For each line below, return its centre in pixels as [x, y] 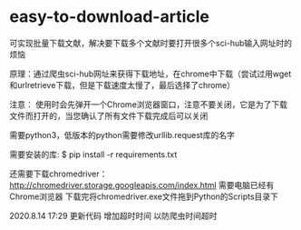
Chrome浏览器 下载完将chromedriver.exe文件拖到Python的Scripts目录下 [144, 196]
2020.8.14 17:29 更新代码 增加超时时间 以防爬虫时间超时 [113, 215]
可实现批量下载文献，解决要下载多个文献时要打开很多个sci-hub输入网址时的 [151, 43]
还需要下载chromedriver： [58, 174]
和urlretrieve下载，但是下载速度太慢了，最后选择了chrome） [122, 85]
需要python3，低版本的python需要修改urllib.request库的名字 [122, 135]
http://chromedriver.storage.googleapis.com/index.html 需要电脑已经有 [142, 185]
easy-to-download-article [110, 17]
